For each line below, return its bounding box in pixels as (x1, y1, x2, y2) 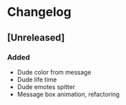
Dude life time (17, 75, 57, 84)
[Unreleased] (7, 32, 65, 44)
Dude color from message (17, 68, 92, 76)
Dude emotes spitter (17, 82, 76, 90)
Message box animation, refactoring (17, 90, 120, 98)
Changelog (7, 4, 72, 20)
